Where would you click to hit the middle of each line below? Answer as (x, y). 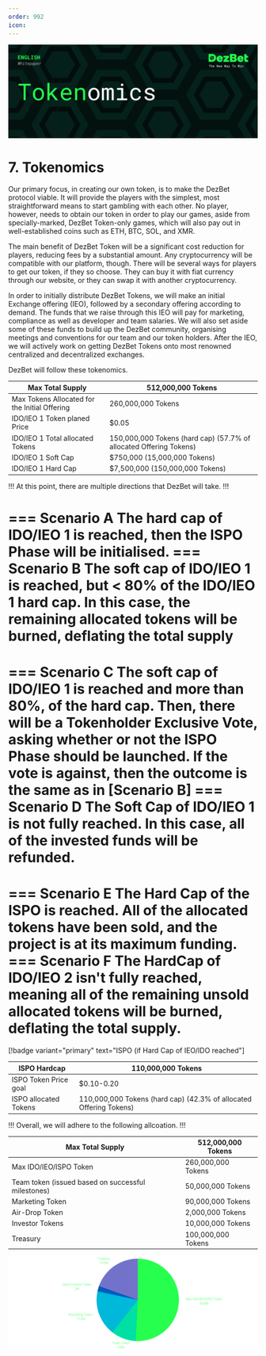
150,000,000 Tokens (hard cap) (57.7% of (180, 438)
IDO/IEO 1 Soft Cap (43, 457)
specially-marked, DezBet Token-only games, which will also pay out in (124, 223)
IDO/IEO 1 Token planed (51, 418)
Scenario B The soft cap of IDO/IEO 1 (129, 569)
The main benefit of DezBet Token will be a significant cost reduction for (126, 246)
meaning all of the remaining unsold (129, 995)
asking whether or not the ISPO (113, 740)
